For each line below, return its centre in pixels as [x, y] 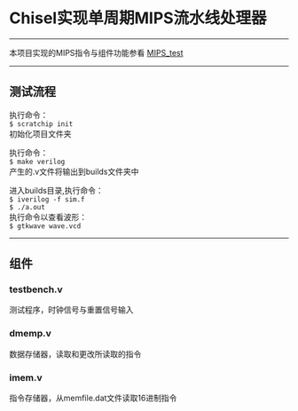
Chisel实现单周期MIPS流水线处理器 [138, 18]
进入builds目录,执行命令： [56, 190]
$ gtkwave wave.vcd [45, 226]
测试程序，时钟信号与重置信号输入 [71, 310]
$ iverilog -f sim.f [47, 199]
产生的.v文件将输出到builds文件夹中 [74, 171]
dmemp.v [30, 334]
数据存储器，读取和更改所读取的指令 [75, 354]
